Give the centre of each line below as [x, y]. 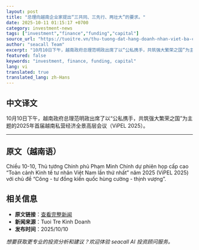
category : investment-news [39, 28]
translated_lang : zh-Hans [38, 77]
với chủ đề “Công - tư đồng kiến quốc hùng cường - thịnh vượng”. [86, 178]
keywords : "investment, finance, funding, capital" [71, 61]
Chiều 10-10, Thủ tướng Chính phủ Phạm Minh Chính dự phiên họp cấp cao [97, 166]
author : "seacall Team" [36, 45]
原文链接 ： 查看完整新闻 [43, 214]
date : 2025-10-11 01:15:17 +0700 [47, 22]
